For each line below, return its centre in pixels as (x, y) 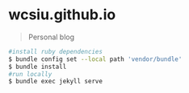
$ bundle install (38, 67)
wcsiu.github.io (62, 15)
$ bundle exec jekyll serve (56, 82)
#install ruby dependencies (56, 51)
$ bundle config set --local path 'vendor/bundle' (95, 59)
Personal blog (51, 37)
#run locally (30, 74)
